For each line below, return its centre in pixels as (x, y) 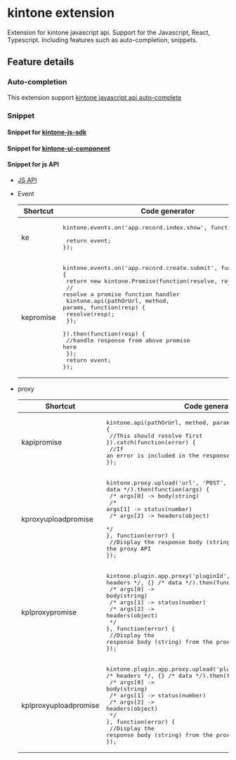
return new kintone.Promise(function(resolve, (142, 281)
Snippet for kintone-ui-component (59, 148)
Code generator (168, 211)
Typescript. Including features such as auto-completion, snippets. (103, 39)
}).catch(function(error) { (151, 442)
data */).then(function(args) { (158, 489)
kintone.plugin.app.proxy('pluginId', (168, 575)
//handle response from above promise (128, 340)
